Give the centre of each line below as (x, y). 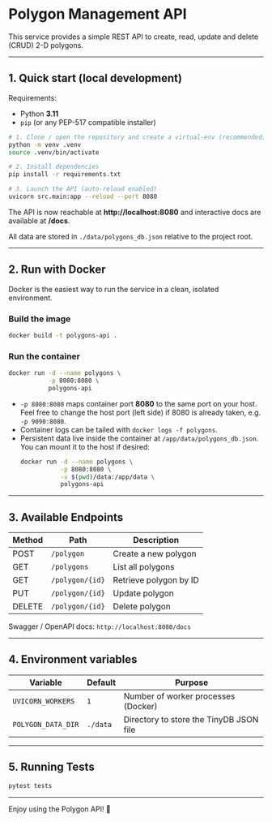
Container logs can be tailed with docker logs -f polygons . (119, 429)
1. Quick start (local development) (95, 78)
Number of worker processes (179, 696)
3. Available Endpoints (66, 517)
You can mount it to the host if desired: (85, 446)
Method (28, 540)
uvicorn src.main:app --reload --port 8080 (83, 196)
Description (156, 540)
